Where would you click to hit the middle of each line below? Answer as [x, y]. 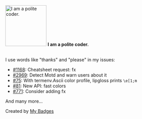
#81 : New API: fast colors [39, 86]
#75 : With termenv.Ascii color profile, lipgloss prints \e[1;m [75, 80]
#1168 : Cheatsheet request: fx [44, 69]
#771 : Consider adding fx [39, 91]
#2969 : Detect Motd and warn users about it [60, 75]
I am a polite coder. [68, 44]
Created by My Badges [29, 111]
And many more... [24, 101]
